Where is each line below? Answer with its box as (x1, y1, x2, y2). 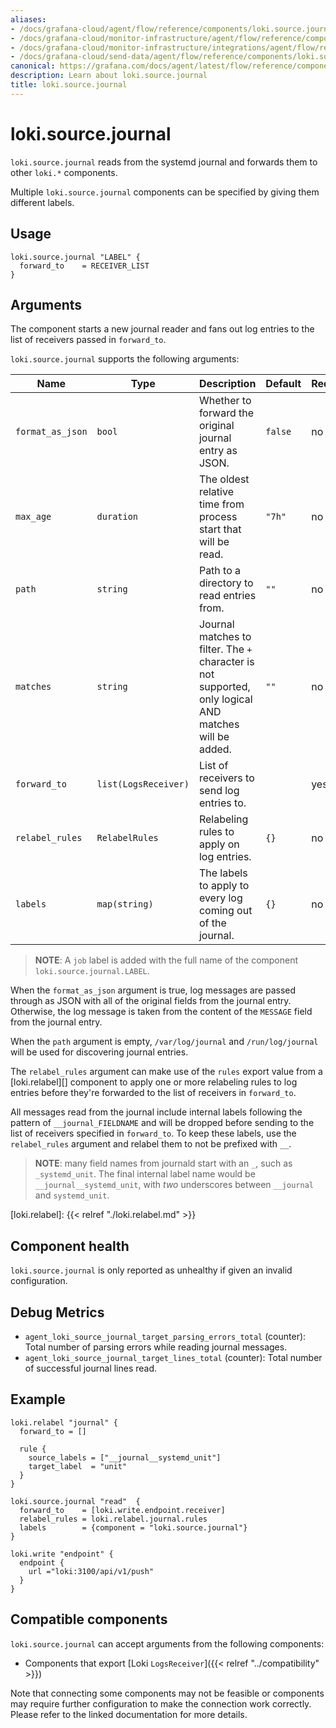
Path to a (198, 564, 242, 578)
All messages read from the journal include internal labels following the (10, 1106, 303, 1118)
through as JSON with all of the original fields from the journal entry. (10, 995, 292, 1007)
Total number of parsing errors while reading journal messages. (24, 1341, 288, 1353)
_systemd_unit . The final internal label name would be (34, 1168, 256, 1180)
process (198, 510, 238, 524)
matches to (198, 630, 252, 644)
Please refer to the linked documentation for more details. (10, 1708, 248, 1720)
